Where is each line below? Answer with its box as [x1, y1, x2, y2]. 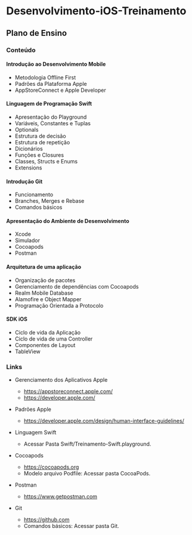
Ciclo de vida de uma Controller [14, 335, 93, 342]
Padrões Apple [14, 406, 52, 413]
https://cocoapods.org [23, 463, 79, 471]
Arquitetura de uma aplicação [6, 263, 82, 270]
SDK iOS [6, 316, 28, 323]
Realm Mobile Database [14, 289, 73, 296]
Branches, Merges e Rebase [14, 197, 85, 205]
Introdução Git [6, 178, 43, 185]
